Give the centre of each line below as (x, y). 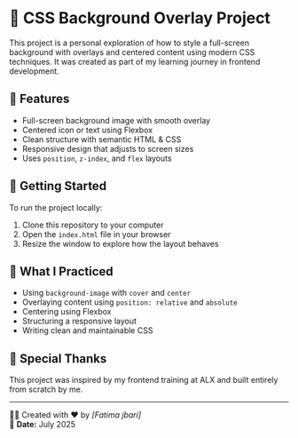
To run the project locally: (56, 207)
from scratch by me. (46, 389)
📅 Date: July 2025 (43, 425)
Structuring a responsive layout (79, 321)
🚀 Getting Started (58, 186)
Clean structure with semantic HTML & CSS (102, 139)
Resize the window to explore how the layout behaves (120, 243)
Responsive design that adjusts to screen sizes (108, 148)
